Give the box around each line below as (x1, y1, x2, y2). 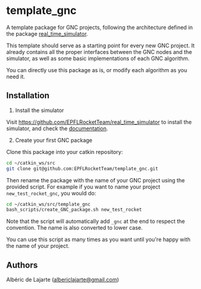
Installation (6, 90, 50, 101)
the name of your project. (6, 242, 70, 250)
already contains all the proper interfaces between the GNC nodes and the (6, 48, 193, 55)
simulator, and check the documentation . (6, 125, 108, 132)
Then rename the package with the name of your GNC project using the (6, 176, 185, 184)
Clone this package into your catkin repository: (6, 148, 123, 155)
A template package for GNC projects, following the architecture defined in (6, 24, 193, 31)
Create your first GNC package (15, 136, 93, 144)
